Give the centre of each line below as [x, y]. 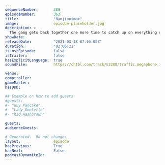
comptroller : [18, 78]
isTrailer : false [35, 55]
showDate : [15, 37]
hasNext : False [35, 151]
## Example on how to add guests [39, 96]
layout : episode [37, 141]
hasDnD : [13, 87]
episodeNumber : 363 [33, 14]
